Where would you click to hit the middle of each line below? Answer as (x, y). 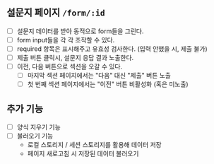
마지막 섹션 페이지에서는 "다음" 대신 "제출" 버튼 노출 (99, 76)
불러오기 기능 (35, 136)
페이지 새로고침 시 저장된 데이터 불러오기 (83, 153)
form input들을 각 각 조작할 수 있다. (66, 40)
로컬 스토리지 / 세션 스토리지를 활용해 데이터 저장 (94, 145)
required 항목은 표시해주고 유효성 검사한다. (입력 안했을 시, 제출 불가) (112, 49)
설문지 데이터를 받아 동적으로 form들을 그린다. (80, 31)
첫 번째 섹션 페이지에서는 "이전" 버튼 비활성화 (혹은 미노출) (108, 84)
